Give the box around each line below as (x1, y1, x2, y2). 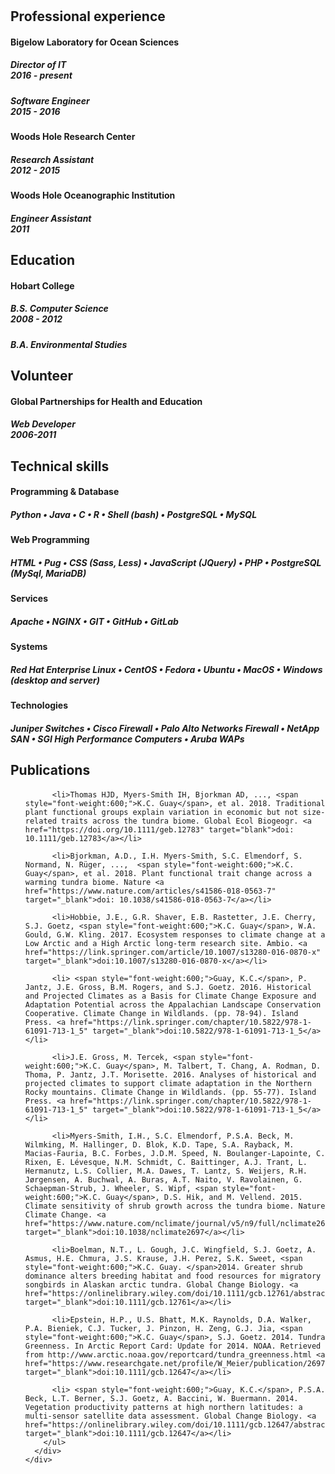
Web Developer (10, 418, 76, 430)
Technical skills (10, 458, 110, 475)
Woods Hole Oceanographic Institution (10, 189, 176, 202)
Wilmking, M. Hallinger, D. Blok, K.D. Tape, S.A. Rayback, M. (24, 1139, 295, 1150)
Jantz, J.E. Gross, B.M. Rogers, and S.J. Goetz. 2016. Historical (24, 982, 312, 992)
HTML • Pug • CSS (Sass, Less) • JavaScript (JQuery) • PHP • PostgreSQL (10, 556, 322, 568)
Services (10, 593, 49, 605)
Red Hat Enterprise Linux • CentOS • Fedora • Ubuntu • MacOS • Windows (10, 663, 323, 675)
